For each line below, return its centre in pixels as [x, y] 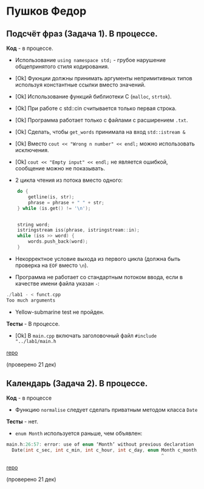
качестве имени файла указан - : [57, 283]
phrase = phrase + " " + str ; [66, 203]
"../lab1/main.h [36, 341]
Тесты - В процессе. [33, 324]
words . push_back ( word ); [58, 241]
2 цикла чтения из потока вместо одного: [69, 180]
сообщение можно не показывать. [60, 168]
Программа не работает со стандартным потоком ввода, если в [99, 277]
